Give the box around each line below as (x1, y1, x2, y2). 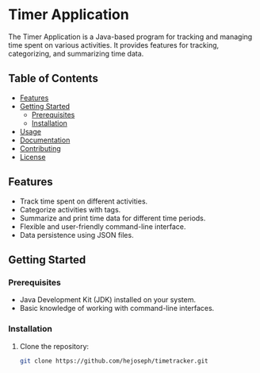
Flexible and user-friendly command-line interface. (19, 221, 186, 231)
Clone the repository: (19, 341, 90, 351)
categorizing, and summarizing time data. (8, 49, 144, 58)
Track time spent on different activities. (19, 196, 148, 206)
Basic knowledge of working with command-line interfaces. (19, 304, 215, 313)
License (19, 152, 46, 161)
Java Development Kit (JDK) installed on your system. (19, 295, 197, 305)
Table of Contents (8, 72, 99, 85)
